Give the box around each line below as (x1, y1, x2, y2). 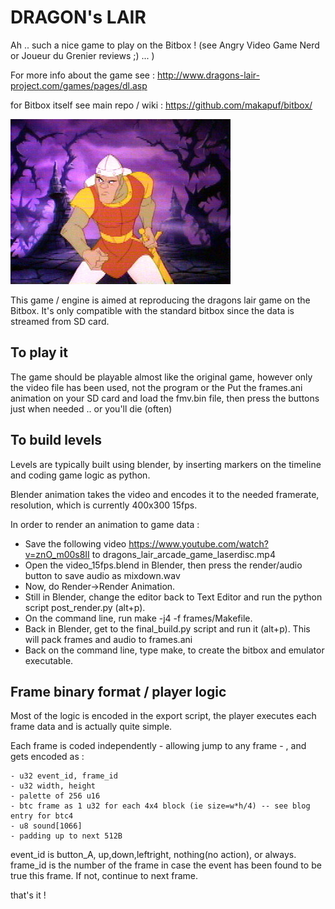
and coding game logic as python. (10, 469, 151, 481)
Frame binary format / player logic (10, 683, 227, 700)
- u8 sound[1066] (10, 821, 83, 831)
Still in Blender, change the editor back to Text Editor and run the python (24, 591, 323, 603)
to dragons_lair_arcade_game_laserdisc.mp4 (91, 548, 276, 560)
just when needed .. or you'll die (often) (10, 402, 173, 415)
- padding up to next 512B (10, 831, 123, 841)
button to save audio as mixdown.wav (24, 569, 181, 581)
